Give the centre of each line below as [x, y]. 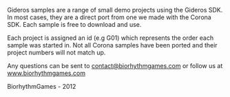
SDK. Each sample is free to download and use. [74, 24]
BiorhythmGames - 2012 [42, 86]
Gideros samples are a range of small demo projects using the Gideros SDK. [115, 10]
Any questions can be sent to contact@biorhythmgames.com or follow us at [115, 66]
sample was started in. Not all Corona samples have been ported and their [113, 45]
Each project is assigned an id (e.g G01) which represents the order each [111, 38]
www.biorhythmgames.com [46, 73]
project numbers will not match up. [56, 52]
